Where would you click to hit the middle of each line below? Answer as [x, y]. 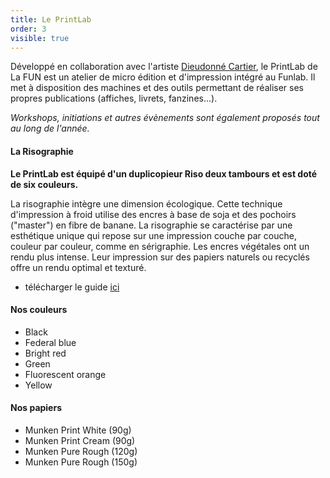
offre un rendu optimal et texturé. [78, 267]
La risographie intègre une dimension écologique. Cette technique [146, 203]
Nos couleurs [39, 310]
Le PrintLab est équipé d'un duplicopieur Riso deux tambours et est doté [164, 173]
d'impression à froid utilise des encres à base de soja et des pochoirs [153, 214]
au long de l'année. [50, 128]
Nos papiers [36, 408]
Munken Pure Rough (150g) [81, 462]
